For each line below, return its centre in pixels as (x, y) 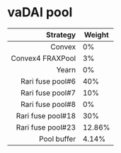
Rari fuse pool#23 (46, 127)
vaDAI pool (40, 12)
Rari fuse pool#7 (48, 93)
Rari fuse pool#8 (48, 104)
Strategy (61, 35)
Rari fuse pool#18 (46, 115)
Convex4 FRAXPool (44, 58)
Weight (97, 35)
